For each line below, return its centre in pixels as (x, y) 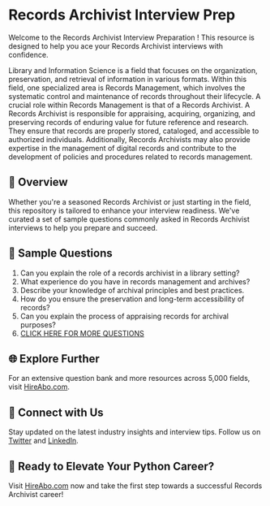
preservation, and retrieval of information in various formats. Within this (128, 79)
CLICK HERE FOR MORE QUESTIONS (82, 333)
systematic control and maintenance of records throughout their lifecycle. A (135, 96)
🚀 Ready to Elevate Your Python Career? (111, 466)
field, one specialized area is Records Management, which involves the (127, 88)
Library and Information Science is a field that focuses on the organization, (133, 70)
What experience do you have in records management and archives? (135, 281)
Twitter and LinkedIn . (43, 441)
